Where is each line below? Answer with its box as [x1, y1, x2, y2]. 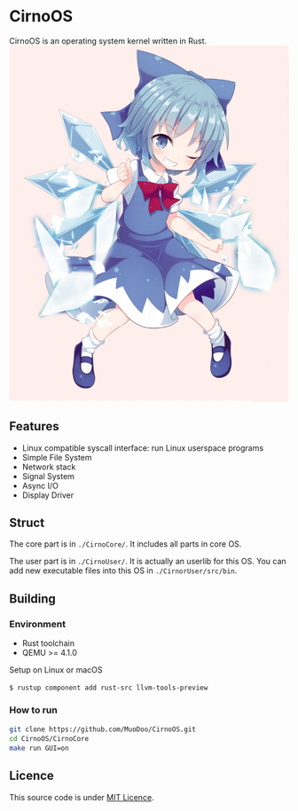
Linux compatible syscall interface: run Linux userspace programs [21, 442, 264, 453]
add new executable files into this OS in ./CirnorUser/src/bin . [9, 565, 238, 576]
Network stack [21, 461, 76, 472]
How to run [9, 704, 58, 716]
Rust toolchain [21, 638, 75, 649]
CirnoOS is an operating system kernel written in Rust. [9, 35, 207, 46]
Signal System [21, 470, 75, 481]
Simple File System [21, 452, 92, 462]
